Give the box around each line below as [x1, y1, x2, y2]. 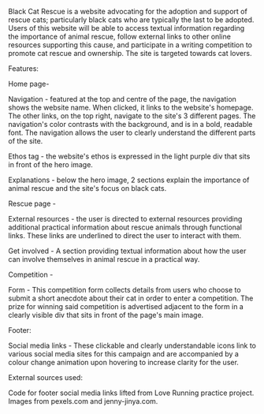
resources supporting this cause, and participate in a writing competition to [8, 40, 252, 50]
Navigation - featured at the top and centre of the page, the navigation [8, 95, 236, 103]
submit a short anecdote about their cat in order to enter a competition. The [8, 293, 254, 303]
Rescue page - [8, 199, 57, 208]
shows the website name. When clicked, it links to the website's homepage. [8, 103, 254, 112]
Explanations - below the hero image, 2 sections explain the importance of [8, 175, 250, 185]
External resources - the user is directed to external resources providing [8, 214, 243, 223]
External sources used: [8, 373, 83, 382]
